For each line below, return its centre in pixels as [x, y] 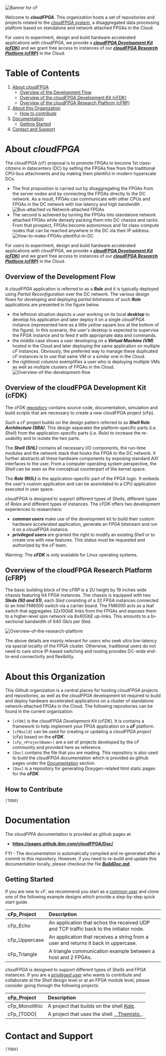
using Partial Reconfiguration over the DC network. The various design [77, 294]
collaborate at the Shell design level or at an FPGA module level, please [77, 980]
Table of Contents [42, 73]
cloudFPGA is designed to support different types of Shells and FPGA [76, 969]
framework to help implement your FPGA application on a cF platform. [83, 726]
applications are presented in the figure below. [52, 305]
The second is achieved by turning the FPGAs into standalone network [84, 215]
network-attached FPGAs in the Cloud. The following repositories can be [79, 706]
